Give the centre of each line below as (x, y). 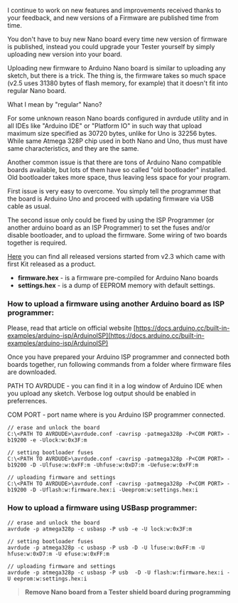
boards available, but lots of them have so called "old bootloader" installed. (117, 170)
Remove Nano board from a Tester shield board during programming (128, 592)
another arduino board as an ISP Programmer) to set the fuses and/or (109, 228)
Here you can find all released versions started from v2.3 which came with (117, 256)
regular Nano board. (37, 91)
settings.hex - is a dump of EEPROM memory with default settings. (116, 285)
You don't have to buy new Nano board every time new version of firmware (117, 39)
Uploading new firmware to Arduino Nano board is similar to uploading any (117, 68)
